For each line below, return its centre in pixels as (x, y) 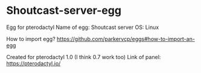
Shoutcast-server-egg (64, 11)
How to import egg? (31, 39)
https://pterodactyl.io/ (33, 63)
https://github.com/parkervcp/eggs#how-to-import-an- (126, 39)
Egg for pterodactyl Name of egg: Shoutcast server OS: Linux (83, 27)
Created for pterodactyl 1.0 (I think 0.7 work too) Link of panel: (84, 57)
